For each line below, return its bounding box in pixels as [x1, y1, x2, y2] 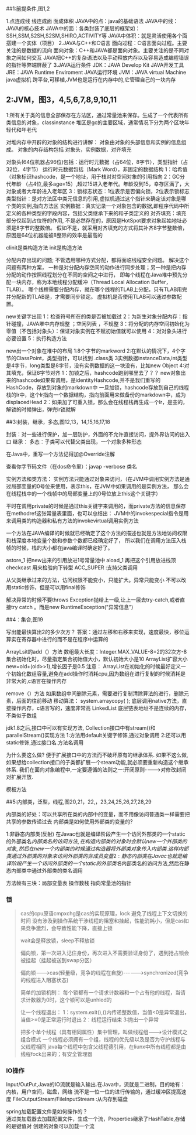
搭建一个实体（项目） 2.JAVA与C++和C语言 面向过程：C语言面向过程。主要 [6, 40, 188, 46]
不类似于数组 [6, 712, 37, 719]
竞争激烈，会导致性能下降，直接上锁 [25, 925, 113, 932]
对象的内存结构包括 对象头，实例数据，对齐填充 [17, 146, 132, 153]
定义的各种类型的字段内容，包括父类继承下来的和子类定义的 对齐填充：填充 [6, 210, 187, 217]
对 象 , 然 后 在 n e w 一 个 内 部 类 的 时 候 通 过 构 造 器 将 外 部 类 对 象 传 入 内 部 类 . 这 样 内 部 [6, 845, 188, 852]
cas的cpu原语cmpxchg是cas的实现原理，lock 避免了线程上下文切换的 [20, 910, 188, 917]
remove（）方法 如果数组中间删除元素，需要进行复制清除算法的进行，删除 [6, 690, 184, 697]
